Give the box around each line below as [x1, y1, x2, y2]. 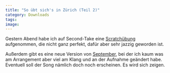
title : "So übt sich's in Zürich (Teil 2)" [5, 7, 100, 13]
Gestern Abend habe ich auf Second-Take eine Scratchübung [5, 36, 136, 42]
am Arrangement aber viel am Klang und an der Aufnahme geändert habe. [5, 57, 163, 63]
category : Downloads [5, 12, 50, 17]
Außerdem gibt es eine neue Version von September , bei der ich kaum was [5, 51, 163, 57]
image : [5, 21, 20, 27]
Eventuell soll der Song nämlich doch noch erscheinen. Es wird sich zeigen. [5, 62, 165, 68]
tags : [5, 17, 17, 22]
